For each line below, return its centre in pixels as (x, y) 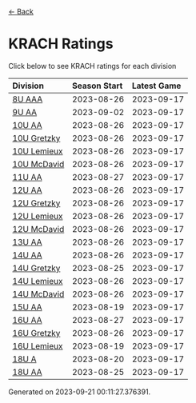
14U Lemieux (38, 281)
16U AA (27, 320)
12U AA (27, 190)
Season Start (97, 86)
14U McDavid (38, 293)
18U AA (27, 372)
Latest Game (156, 86)
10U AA (27, 125)
